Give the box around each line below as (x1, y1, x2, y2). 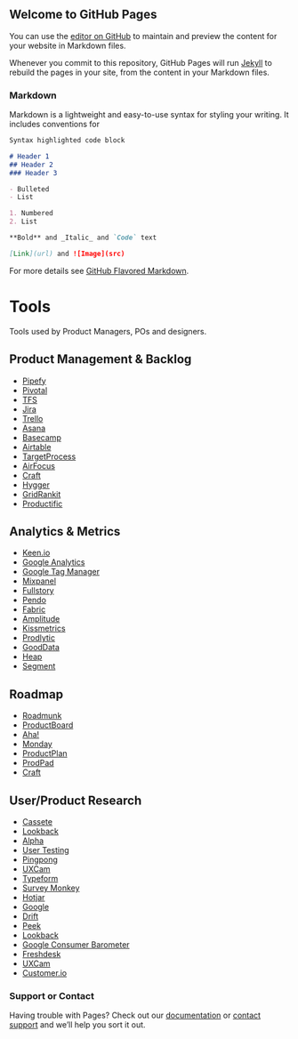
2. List (9, 217, 38, 226)
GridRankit (21, 488, 61, 499)
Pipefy (21, 375, 46, 386)
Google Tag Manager (21, 567, 101, 577)
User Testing (21, 845, 69, 856)
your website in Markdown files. (9, 40, 126, 51)
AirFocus (21, 460, 56, 471)
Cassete (21, 817, 53, 827)
